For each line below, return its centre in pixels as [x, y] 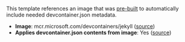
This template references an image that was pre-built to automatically [92, 9]
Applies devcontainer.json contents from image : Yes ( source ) [93, 33]
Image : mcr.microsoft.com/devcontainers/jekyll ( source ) [85, 26]
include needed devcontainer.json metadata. [61, 15]
